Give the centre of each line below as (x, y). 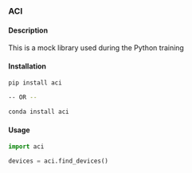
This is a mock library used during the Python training (96, 48)
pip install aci (35, 83)
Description (28, 30)
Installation (27, 66)
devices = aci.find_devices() (59, 161)
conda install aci (39, 112)
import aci (26, 147)
